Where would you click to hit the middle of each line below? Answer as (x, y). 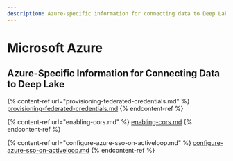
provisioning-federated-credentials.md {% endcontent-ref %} (95, 108)
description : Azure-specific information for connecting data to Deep (111, 14)
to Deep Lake (36, 84)
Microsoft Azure (55, 48)
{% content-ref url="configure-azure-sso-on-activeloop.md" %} (100, 142)
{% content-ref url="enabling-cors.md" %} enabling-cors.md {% (100, 121)
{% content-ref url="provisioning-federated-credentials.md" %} (98, 101)
